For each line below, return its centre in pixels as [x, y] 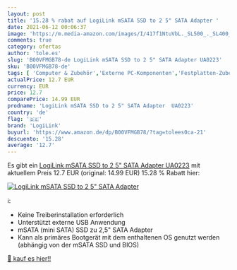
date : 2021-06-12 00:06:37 [47, 27]
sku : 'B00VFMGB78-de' [39, 66]
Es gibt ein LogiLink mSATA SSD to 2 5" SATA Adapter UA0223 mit [104, 165]
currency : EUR [28, 86]
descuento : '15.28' [36, 139]
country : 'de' [28, 112]
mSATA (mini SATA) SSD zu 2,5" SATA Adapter [85, 230]
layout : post [26, 14]
